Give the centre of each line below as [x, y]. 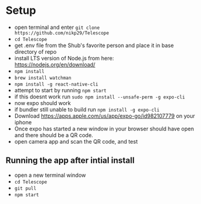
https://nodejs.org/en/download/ [55, 65]
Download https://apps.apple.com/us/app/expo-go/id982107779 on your [105, 116]
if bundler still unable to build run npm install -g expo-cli [87, 109]
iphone [23, 122]
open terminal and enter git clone [57, 27]
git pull [25, 188]
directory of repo [35, 51]
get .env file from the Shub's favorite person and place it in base [94, 45]
